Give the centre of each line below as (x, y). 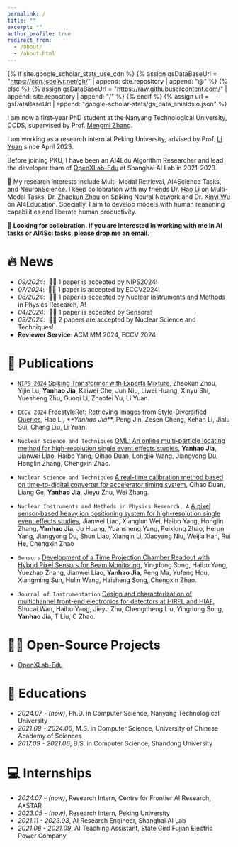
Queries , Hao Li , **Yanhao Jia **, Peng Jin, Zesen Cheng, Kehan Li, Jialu (124, 419)
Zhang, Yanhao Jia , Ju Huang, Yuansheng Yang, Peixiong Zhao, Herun (121, 528)
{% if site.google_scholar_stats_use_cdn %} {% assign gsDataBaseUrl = (112, 73)
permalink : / (27, 14)
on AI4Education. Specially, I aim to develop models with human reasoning (116, 204)
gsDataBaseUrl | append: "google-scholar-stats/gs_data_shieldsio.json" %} (118, 104)
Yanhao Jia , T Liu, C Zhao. (56, 616)
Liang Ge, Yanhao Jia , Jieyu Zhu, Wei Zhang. (83, 492)
